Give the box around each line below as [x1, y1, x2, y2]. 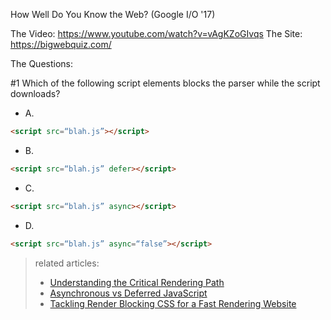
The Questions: [10, 58, 74, 69]
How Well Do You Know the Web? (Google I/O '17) [10, 9, 216, 20]
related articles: [34, 257, 100, 269]
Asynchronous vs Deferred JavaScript [49, 287, 208, 299]
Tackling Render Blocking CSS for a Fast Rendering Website [49, 297, 297, 309]
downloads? [10, 88, 61, 99]
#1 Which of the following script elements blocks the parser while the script [10, 77, 321, 89]
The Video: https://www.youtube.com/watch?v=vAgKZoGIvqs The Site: [10, 28, 303, 39]
